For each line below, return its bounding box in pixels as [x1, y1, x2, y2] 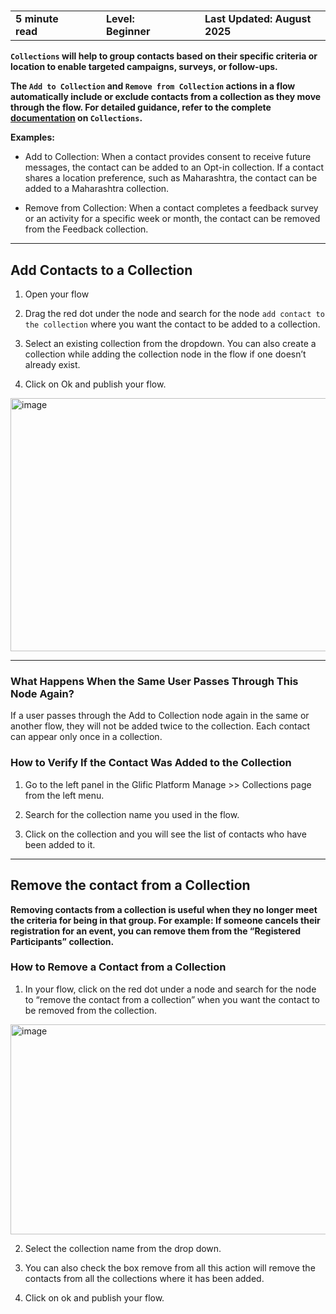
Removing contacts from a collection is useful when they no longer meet [10, 903, 318, 915]
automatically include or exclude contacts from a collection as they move [10, 91, 322, 103]
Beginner [105, 24, 151, 38]
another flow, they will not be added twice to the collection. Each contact [10, 720, 311, 732]
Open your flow [24, 288, 90, 300]
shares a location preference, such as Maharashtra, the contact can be [24, 172, 318, 184]
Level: [105, 11, 135, 25]
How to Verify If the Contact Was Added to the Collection [10, 756, 292, 770]
